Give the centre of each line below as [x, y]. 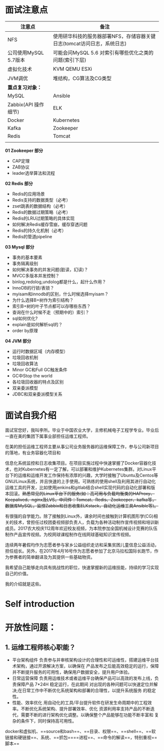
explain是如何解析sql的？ [37, 324]
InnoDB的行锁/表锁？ [33, 288]
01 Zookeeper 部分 [24, 150]
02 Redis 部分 [19, 183]
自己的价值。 [18, 573]
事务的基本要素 [27, 257]
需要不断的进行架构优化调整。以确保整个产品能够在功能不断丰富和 [87, 715]
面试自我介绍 [31, 416]
